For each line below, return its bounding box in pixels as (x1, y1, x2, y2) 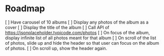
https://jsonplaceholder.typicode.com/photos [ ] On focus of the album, (5, 29, 150, 35)
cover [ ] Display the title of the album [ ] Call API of (5, 24, 110, 30)
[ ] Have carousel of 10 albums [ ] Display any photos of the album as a (5, 19, 149, 25)
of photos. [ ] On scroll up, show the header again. (5, 45, 107, 51)
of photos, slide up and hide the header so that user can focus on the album (5, 40, 159, 46)
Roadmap (5, 3, 45, 14)
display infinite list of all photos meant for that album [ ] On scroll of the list (5, 35, 157, 41)
